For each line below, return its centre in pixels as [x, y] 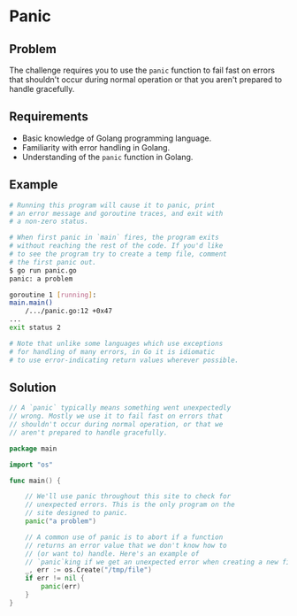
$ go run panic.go [43, 270]
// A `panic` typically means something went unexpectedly [120, 408]
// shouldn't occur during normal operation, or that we [116, 425]
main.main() [31, 303]
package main [33, 449]
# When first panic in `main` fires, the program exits [114, 238]
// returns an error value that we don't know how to [126, 545]
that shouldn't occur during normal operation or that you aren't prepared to [146, 80]
